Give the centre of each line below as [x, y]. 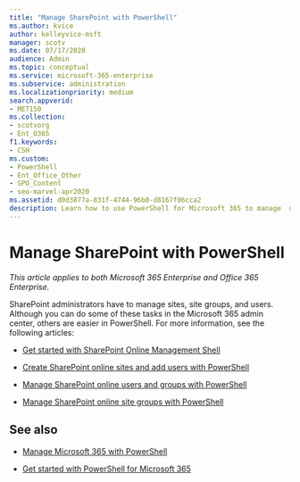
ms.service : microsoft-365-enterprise [81, 76]
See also [33, 430]
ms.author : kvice [42, 26]
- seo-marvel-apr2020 [50, 192]
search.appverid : [42, 100]
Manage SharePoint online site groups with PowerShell [123, 402]
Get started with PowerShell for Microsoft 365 [107, 469]
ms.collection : [37, 117]
